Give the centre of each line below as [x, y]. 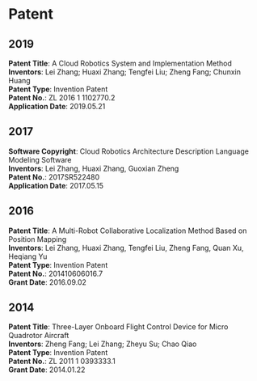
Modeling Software [40, 159]
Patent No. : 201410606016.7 [56, 273]
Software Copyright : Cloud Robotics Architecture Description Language [128, 151]
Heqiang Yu [28, 256]
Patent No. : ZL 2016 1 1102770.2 [62, 97]
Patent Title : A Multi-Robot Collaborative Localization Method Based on [128, 231]
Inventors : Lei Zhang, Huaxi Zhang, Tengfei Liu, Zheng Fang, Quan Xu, [126, 248]
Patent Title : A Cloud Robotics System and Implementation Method [120, 63]
